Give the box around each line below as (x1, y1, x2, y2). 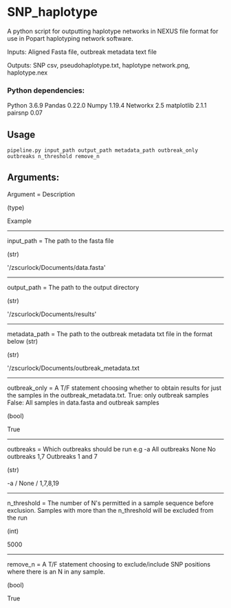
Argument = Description (7, 190, 76, 198)
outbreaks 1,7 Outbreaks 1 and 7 (7, 452, 98, 460)
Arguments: (7, 172, 60, 184)
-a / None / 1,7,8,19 (7, 479, 60, 487)
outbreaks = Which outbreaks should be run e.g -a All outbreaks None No (7, 444, 217, 453)
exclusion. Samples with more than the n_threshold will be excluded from (7, 506, 214, 514)
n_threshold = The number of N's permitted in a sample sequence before (7, 498, 214, 507)
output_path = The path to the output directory (7, 283, 140, 291)
